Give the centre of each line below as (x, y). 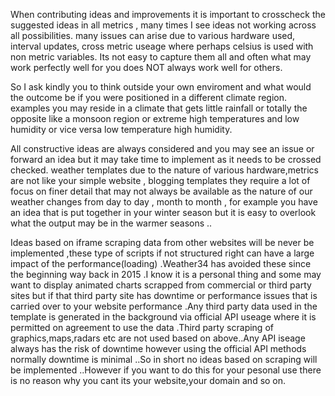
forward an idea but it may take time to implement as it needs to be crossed (166, 159)
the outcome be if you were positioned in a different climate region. (149, 97)
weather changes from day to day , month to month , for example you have (164, 202)
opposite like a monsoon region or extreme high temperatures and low (155, 118)
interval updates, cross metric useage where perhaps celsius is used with (162, 46)
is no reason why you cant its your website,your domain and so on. (148, 380)
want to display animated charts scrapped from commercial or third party (161, 285)
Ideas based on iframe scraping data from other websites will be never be (162, 242)
